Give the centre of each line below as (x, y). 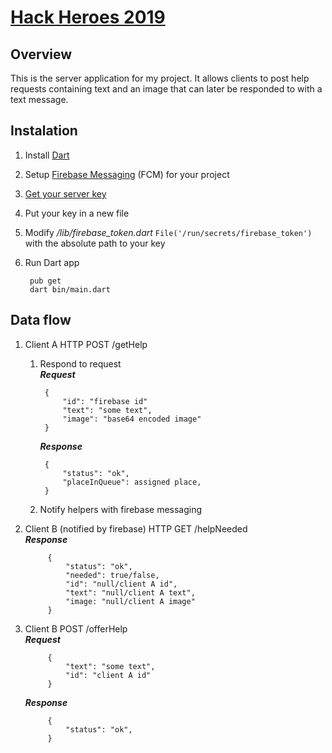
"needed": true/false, (112, 575)
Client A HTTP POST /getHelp (86, 344)
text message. (39, 99)
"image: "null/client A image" (130, 601)
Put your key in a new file (77, 213)
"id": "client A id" (108, 675)
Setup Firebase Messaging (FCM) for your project (127, 174)
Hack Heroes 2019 (88, 17)
